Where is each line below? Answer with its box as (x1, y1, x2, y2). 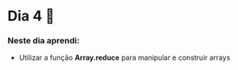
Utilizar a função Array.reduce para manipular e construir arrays (18, 53, 231, 62)
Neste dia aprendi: (7, 35, 80, 46)
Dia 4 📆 (7, 7, 55, 25)
